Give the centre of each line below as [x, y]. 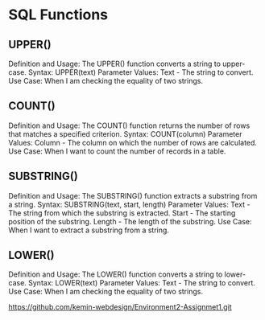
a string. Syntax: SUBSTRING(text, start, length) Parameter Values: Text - [129, 204]
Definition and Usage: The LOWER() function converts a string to [116, 274]
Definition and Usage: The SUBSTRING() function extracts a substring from [133, 195]
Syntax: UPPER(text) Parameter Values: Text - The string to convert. [141, 72]
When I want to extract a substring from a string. [89, 230]
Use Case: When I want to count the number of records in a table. [117, 151]
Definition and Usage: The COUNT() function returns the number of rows [129, 125]
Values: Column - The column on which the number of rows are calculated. [133, 142]
